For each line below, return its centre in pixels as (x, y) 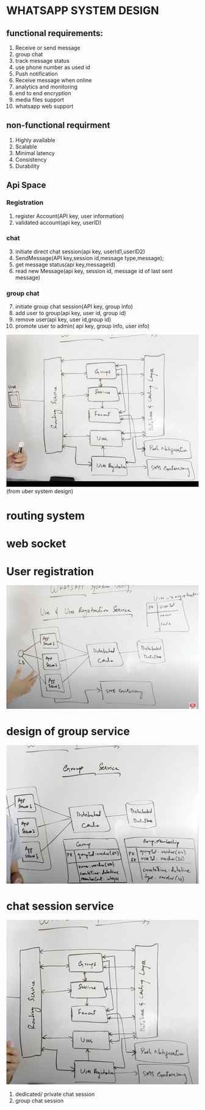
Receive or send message (48, 48)
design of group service (68, 732)
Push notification (36, 74)
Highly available (35, 140)
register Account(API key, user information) (70, 216)
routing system (46, 516)
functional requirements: (55, 33)
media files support (39, 100)
